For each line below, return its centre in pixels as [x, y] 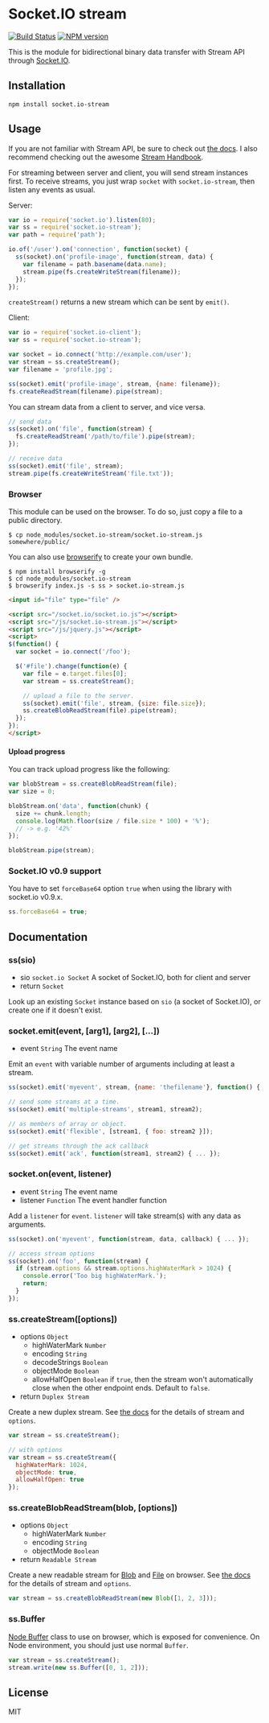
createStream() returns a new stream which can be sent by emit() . [119, 302]
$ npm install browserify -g [57, 571]
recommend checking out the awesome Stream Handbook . [106, 157]
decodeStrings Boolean [70, 1362]
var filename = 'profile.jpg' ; [61, 369]
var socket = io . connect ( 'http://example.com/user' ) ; [100, 355]
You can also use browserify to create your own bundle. [101, 557]
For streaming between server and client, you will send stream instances [128, 172]
